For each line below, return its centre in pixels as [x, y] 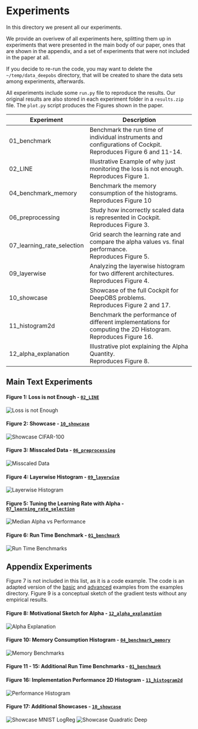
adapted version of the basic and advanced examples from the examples [95, 587]
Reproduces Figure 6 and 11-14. [136, 151]
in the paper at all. [28, 57]
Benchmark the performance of [133, 315]
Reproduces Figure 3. [119, 225]
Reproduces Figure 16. [121, 337]
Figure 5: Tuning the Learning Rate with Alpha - [65, 503]
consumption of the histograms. [133, 193]
